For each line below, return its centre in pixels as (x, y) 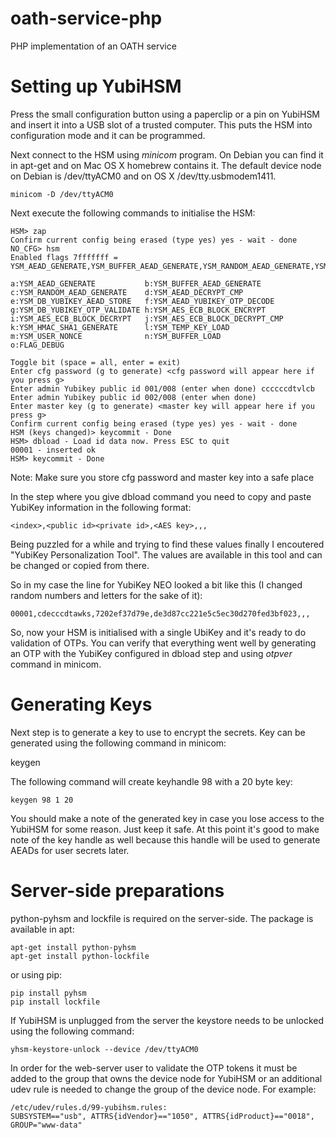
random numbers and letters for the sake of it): (106, 595)
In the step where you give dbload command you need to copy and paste (161, 496)
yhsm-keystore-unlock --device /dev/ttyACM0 (104, 1049)
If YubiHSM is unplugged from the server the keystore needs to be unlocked (167, 1020)
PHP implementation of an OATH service (93, 46)
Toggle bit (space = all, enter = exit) (96, 362)
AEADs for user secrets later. (70, 850)
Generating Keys (81, 704)
